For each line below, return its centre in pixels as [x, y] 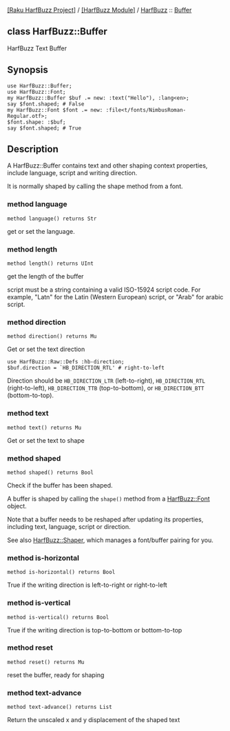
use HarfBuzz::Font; [37, 92]
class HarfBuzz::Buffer [57, 31]
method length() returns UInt [51, 264]
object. [17, 505]
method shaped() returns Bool [51, 472]
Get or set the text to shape [46, 440]
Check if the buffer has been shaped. [60, 485]
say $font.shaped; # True [44, 128]
